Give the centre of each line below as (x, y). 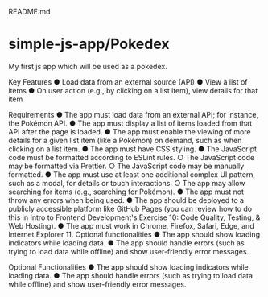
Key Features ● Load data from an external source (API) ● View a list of (128, 82)
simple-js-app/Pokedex (89, 44)
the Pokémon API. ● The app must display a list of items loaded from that (130, 123)
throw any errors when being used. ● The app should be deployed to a (126, 200)
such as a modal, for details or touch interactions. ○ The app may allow (127, 183)
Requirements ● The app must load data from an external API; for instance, (134, 114)
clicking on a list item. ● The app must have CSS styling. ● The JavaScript (133, 149)
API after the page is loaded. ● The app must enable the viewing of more (130, 131)
